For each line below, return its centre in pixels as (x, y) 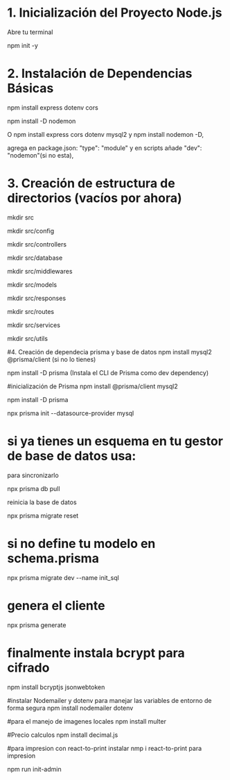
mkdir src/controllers (37, 244)
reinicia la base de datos (42, 502)
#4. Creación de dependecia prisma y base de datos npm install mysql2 (110, 351)
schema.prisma (53, 558)
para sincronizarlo (33, 475)
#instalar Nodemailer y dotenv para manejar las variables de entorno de (109, 700)
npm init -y (23, 45)
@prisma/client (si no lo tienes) (52, 359)
